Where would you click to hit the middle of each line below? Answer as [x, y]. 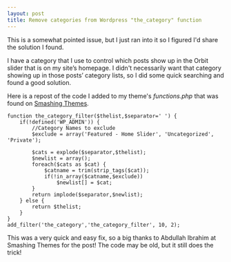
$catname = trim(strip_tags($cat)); [97, 170]
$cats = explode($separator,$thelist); [89, 152]
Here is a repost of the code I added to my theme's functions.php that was [113, 96]
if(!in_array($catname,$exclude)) [93, 176]
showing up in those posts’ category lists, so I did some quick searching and [115, 75]
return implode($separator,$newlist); [88, 194]
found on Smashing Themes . [48, 103]
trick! [14, 252]
